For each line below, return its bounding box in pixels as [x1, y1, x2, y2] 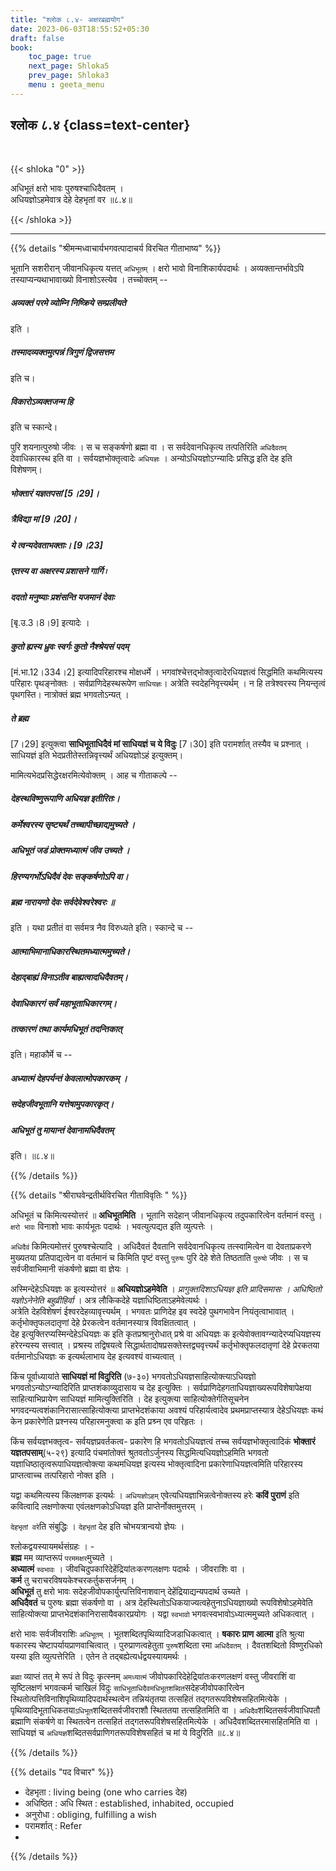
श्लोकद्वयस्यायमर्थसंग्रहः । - [10, 1541, 95, 1553]
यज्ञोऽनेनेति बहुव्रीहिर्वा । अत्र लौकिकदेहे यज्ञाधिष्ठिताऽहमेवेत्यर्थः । [10, 1294, 209, 1306]
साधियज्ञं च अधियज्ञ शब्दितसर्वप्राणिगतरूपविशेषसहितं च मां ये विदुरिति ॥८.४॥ [10, 1727, 241, 1739]
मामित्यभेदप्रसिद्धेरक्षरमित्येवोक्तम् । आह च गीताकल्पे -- [10, 769, 178, 781]
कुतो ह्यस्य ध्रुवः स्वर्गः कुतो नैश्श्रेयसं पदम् [10, 640, 130, 652]
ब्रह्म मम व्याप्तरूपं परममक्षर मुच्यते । [10, 1552, 114, 1564]
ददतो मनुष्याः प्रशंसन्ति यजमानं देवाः [10, 591, 115, 603]
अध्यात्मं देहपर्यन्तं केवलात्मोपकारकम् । [10, 1072, 128, 1085]
